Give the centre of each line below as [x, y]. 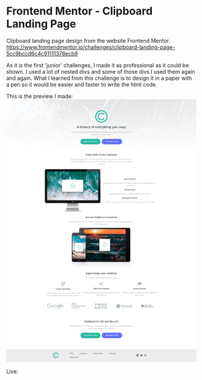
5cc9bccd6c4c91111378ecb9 [42, 53]
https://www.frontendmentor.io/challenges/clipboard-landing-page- [91, 47]
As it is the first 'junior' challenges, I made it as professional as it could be [98, 65]
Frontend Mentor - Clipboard [79, 11]
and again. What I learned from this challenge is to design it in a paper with [99, 78]
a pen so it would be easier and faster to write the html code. [82, 84]
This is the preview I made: [40, 96]
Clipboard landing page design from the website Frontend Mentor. [88, 40]
